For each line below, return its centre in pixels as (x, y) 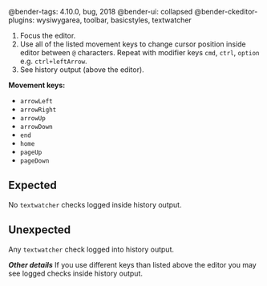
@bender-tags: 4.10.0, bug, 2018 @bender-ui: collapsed (101, 12)
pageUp (31, 152)
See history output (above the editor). (82, 70)
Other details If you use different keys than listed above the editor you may (132, 264)
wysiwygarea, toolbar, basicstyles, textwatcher (114, 20)
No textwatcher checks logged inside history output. (95, 204)
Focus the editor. (48, 36)
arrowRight (38, 110)
